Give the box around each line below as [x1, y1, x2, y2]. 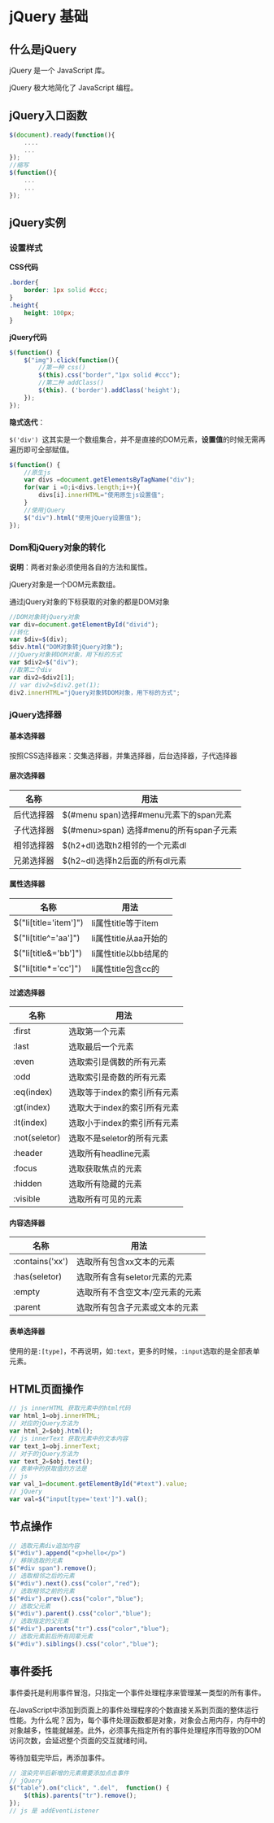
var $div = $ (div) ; [9, 635, 68, 643]
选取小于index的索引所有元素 [68, 1118, 180, 1129]
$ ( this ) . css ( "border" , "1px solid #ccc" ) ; [38, 371, 181, 379]
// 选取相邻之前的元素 [9, 1587, 76, 1595]
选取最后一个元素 [68, 1041, 134, 1053]
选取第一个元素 [68, 1026, 126, 1037]
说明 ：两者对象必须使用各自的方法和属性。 [9, 562, 152, 572]
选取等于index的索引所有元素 [68, 1087, 180, 1098]
